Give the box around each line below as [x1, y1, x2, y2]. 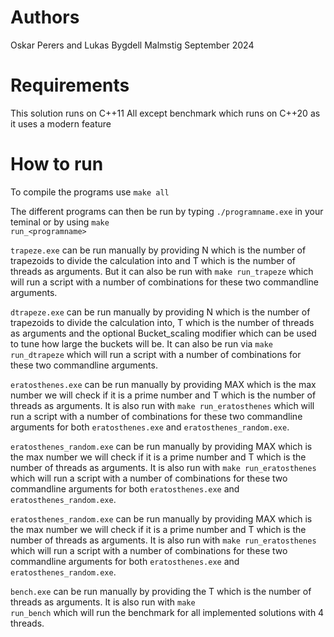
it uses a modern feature [10, 117, 112, 130]
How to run [10, 153, 104, 176]
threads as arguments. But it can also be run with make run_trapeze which [10, 265, 314, 277]
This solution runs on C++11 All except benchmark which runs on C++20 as [10, 107, 321, 119]
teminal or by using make [10, 216, 110, 228]
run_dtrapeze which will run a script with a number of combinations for [10, 348, 302, 360]
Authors [10, 6, 80, 29]
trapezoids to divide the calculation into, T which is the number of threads [10, 316, 315, 328]
